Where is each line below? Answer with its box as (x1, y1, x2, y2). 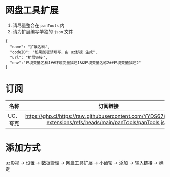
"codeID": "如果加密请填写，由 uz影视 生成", (10, 49, 98, 55)
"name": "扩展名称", (10, 44, 50, 49)
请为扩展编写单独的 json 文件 (12, 28, 73, 34)
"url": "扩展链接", (10, 55, 48, 60)
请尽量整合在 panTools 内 (12, 22, 65, 28)
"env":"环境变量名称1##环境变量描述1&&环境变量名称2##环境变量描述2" (10, 60, 141, 65)
